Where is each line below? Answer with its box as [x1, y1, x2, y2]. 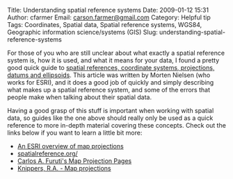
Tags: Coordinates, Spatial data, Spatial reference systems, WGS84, [7, 21, 202, 28]
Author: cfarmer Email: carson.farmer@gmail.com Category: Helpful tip [7, 13, 211, 22]
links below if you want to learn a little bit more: [7, 128, 143, 137]
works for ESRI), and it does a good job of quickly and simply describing [7, 78, 214, 86]
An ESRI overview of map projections [17, 142, 124, 150]
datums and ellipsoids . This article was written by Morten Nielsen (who [7, 71, 211, 79]
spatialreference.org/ [17, 149, 78, 157]
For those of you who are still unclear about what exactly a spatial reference [7, 49, 225, 57]
